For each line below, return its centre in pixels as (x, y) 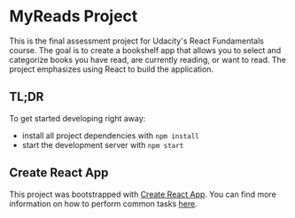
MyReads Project (74, 16)
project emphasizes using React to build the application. (112, 69)
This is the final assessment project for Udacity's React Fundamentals (136, 41)
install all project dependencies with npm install (110, 136)
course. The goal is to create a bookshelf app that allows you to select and (145, 50)
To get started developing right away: (78, 118)
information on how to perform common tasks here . (103, 203)
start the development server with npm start (103, 144)
